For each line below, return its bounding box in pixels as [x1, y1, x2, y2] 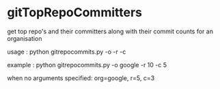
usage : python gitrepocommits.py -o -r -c [7, 48, 126, 56]
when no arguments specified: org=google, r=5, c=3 [7, 73, 155, 82]
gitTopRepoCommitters [7, 5, 142, 20]
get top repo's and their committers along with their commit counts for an [7, 27, 214, 35]
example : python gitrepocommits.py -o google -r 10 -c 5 [7, 60, 167, 69]
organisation [7, 34, 42, 42]
